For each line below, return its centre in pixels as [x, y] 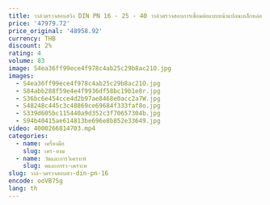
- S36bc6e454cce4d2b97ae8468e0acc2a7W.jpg [88, 98]
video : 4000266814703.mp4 [52, 128]
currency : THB [32, 38]
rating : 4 [25, 53]
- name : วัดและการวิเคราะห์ [51, 158]
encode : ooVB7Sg [36, 181]
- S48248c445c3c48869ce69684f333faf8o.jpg [88, 106]
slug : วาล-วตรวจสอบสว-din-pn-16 [59, 174]
